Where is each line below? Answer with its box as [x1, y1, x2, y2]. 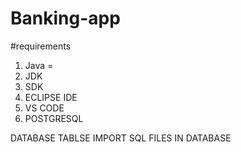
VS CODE [24, 102, 65, 114]
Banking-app [10, 7, 121, 30]
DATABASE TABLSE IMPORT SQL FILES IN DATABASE [10, 132, 232, 144]
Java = [24, 59, 54, 71]
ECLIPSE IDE [24, 91, 78, 103]
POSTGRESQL [24, 112, 84, 124]
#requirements [10, 40, 72, 52]
